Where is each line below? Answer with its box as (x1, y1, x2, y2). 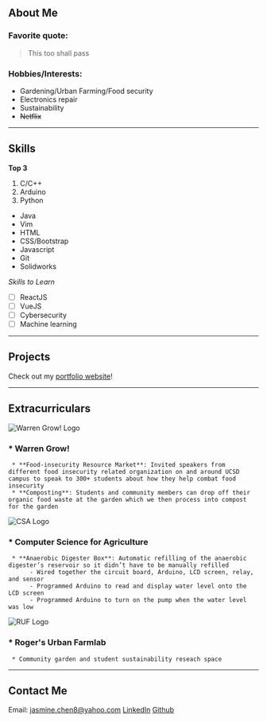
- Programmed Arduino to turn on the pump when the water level (29, 596, 247, 604)
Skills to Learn (8, 277, 56, 286)
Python (19, 195, 44, 205)
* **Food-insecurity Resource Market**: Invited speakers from (11, 460, 226, 468)
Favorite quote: (8, 30, 69, 41)
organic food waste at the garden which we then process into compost (8, 495, 247, 503)
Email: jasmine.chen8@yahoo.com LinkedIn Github (8, 705, 175, 715)
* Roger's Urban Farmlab (8, 637, 106, 648)
